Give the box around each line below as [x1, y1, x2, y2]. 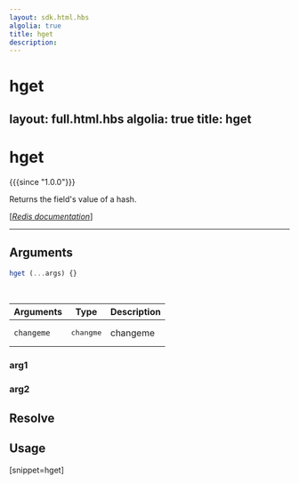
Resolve [9, 410, 55, 425]
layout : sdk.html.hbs [9, 12, 90, 22]
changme [70, 328, 102, 338]
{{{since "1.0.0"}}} [9, 176, 76, 187]
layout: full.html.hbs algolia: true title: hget [9, 111, 252, 126]
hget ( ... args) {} [9, 269, 77, 278]
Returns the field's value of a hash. [9, 193, 137, 205]
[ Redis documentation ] [9, 211, 93, 222]
